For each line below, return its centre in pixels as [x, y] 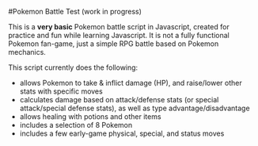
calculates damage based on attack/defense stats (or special [119, 100]
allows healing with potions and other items [90, 117]
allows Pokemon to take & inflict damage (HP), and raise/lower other [131, 83]
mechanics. [27, 52]
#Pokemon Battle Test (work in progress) [75, 12]
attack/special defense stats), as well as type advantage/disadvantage [135, 108]
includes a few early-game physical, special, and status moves [122, 133]
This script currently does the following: [73, 67]
